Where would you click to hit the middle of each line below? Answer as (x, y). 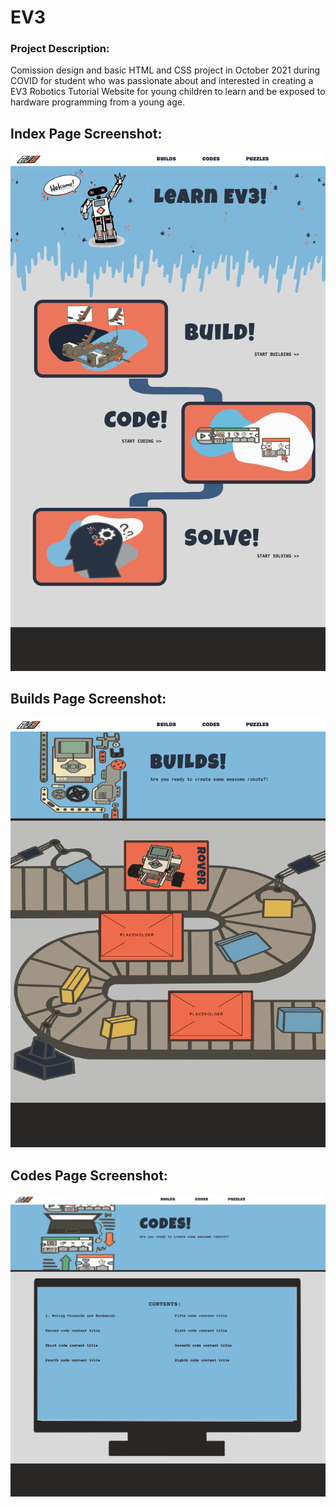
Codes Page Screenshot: (89, 1175)
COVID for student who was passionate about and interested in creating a (162, 81)
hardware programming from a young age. (97, 102)
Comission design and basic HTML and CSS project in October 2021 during (165, 70)
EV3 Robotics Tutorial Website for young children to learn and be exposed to (168, 92)
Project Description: (60, 49)
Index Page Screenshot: (86, 133)
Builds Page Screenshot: (88, 699)
